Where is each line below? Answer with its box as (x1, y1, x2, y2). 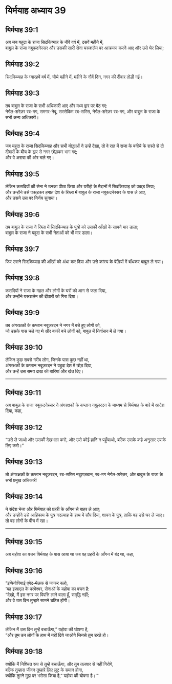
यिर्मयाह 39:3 (5, 89, 40, 98)
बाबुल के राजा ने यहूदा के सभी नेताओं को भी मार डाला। (5, 230, 93, 236)
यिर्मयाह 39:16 (5, 566, 42, 575)
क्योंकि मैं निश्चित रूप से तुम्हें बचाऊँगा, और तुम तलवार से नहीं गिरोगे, (5, 661, 114, 667)
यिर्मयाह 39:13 (5, 458, 42, 466)
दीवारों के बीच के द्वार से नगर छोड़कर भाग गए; (5, 149, 78, 155)
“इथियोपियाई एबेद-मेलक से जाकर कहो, (5, 580, 68, 586)
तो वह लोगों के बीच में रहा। (5, 517, 49, 524)
